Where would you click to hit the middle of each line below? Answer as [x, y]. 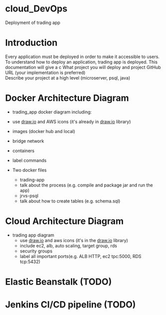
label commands [29, 160]
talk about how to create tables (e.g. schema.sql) [70, 201]
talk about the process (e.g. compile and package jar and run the [86, 185]
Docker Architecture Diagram [67, 98]
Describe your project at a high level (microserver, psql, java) [68, 77]
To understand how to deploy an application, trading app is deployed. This [82, 62]
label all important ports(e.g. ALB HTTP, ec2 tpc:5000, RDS [81, 256]
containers [23, 150]
